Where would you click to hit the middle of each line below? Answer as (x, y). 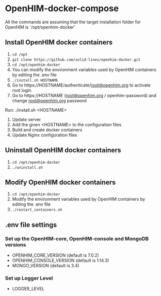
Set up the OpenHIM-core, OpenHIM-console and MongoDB (77, 239)
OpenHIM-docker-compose (62, 9)
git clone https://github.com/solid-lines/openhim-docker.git (76, 60)
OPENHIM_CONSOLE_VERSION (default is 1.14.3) (60, 261)
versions (16, 244)
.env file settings (31, 225)
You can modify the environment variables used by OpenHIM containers (84, 70)
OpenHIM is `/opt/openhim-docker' (40, 27)
